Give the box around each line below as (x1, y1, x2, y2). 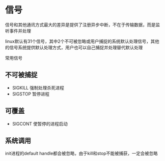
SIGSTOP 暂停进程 (12, 91, 50, 97)
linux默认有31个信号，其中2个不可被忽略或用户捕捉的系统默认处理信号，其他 (5, 38, 160, 44)
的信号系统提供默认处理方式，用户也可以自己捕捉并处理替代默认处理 (5, 44, 143, 50)
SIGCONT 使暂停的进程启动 (12, 121, 68, 127)
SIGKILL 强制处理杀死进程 (12, 85, 64, 91)
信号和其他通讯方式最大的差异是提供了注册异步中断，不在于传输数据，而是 (5, 22, 156, 28)
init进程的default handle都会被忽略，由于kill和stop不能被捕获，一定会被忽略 (5, 151, 158, 157)
